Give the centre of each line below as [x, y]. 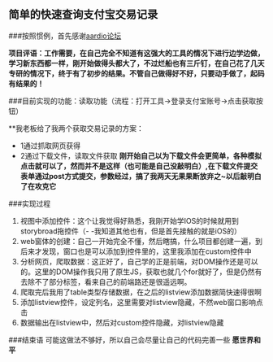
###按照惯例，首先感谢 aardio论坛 [65, 36]
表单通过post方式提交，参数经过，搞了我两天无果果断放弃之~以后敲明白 [141, 176]
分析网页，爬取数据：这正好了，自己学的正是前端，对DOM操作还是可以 [139, 261]
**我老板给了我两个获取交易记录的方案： [76, 128]
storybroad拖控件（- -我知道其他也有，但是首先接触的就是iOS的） [130, 231]
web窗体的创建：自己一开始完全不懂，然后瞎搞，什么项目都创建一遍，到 [141, 241]
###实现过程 [30, 203]
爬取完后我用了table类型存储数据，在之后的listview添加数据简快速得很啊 [141, 292]
